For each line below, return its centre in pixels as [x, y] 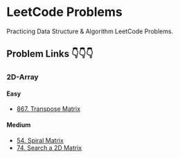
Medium [19, 125]
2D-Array [22, 77]
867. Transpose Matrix [48, 109]
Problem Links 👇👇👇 [50, 54]
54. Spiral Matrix [40, 140]
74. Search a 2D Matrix [49, 148]
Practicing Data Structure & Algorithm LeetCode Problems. [90, 31]
